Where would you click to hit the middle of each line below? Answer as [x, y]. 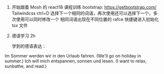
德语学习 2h [23, 36]
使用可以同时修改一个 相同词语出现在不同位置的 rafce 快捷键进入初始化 [87, 19]
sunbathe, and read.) [26, 66]
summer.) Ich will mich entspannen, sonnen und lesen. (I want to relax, [76, 61]
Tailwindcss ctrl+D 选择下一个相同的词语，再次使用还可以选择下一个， [82, 13]
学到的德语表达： [29, 46]
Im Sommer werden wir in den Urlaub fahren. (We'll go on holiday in [73, 56]
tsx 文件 [20, 25]
